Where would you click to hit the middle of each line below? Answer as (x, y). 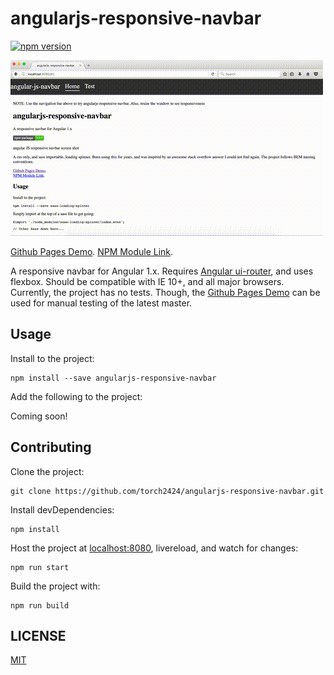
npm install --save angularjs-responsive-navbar (113, 378)
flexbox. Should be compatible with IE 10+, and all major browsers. (147, 281)
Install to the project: (52, 358)
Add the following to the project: (76, 396)
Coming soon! (39, 416)
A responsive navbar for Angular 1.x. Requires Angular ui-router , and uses (162, 271)
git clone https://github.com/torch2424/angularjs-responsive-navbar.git (167, 491)
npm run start (40, 567)
